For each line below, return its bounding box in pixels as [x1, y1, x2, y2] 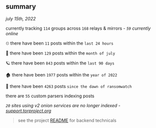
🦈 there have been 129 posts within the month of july [5, 50, 115, 56]
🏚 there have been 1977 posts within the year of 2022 [5, 71, 118, 77]
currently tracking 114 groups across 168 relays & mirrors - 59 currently [5, 25, 151, 31]
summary [5, 2, 36, 11]
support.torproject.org [5, 108, 51, 114]
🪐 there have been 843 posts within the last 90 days [5, 60, 115, 66]
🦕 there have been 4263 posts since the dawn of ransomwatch [5, 83, 132, 89]
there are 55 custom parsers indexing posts [5, 93, 95, 99]
